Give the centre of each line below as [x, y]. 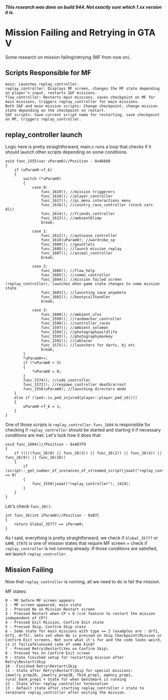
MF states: [16, 591]
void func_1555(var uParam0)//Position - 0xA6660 [58, 161]
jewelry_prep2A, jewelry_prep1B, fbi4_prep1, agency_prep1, [69, 675]
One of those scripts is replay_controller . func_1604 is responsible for [78, 425]
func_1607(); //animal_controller [77, 253]
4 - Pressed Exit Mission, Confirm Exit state [54, 622]
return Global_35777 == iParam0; [49, 524]
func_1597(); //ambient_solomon [74, 328]
